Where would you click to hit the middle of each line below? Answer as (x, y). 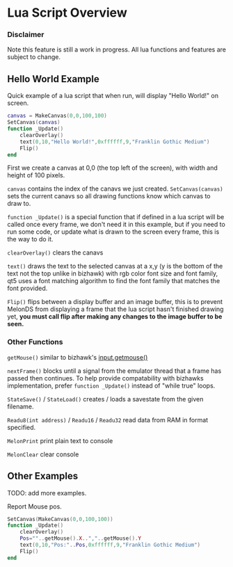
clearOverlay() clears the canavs (55, 253)
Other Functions (35, 342)
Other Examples (43, 476)
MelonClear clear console (43, 454)
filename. (21, 406)
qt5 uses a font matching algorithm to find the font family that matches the (114, 281)
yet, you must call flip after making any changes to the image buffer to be (115, 317)
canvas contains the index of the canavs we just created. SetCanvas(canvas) (115, 189)
